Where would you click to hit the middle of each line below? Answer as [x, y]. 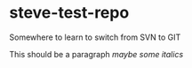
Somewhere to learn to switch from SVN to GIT [95, 37]
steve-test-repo [69, 13]
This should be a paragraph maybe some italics [96, 54]
